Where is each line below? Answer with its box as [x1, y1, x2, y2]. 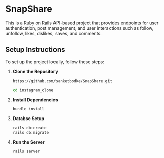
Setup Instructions [5, 45, 65, 54]
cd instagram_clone [12, 87, 54, 93]
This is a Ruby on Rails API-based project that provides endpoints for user [5, 20, 159, 26]
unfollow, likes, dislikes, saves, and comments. [5, 30, 102, 36]
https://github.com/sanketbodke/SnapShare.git [12, 78, 113, 84]
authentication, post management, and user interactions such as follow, [5, 25, 154, 31]
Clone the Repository [12, 68, 58, 74]
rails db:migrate [12, 130, 49, 135]
